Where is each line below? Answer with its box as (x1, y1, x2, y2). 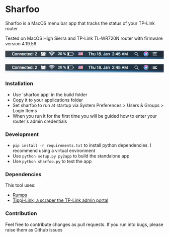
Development (5, 131, 39, 138)
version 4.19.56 (5, 40, 37, 46)
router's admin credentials (12, 118, 67, 124)
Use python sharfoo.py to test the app (12, 159, 92, 165)
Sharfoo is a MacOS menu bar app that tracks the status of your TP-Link (5, 20, 155, 26)
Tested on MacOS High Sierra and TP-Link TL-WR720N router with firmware (5, 35, 163, 41)
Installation (5, 80, 34, 87)
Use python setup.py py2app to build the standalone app (12, 153, 130, 159)
